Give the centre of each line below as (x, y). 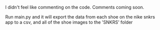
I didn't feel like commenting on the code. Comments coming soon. (75, 7)
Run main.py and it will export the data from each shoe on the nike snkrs (80, 17)
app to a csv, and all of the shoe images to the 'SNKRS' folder (69, 22)
